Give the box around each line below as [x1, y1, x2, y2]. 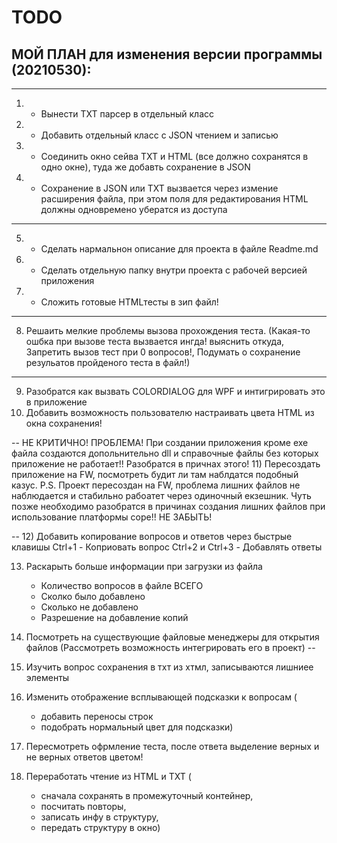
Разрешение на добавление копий [40, 612, 189, 623]
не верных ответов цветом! [25, 751, 144, 763]
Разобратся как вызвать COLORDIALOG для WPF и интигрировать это [25, 386, 326, 397]
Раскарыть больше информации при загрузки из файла [25, 561, 263, 572]
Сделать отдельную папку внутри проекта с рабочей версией [40, 264, 308, 276]
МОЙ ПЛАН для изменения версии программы [11, 46, 323, 63]
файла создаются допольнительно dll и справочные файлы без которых [11, 447, 319, 459]
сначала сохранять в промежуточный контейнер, [40, 790, 254, 801]
